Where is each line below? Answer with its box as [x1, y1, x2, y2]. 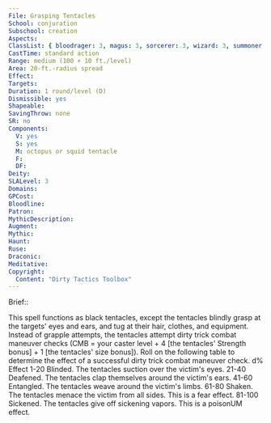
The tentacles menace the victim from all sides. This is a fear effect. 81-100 [8, 390, 259, 400]
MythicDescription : [8, 215, 74, 223]
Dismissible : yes [8, 95, 67, 103]
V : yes [15, 132, 38, 140]
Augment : [8, 222, 38, 231]
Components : [8, 125, 49, 133]
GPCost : [8, 192, 35, 201]
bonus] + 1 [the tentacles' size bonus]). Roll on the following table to [8, 347, 235, 357]
